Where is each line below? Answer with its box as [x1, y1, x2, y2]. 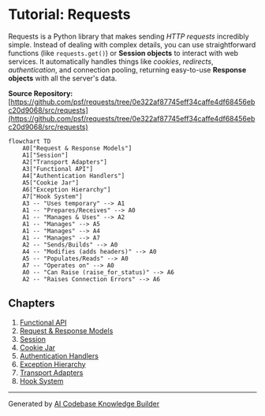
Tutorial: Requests [8, 6, 132, 24]
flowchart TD [8, 137, 51, 145]
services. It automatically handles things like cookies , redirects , [8, 57, 214, 66]
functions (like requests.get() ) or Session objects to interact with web [8, 48, 239, 58]
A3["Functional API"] [22, 165, 93, 173]
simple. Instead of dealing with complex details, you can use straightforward [8, 39, 256, 49]
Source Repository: [8, 88, 73, 98]
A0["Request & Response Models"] [22, 144, 132, 152]
